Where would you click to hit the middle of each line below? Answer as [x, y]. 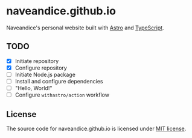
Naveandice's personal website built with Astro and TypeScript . [85, 28]
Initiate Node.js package [45, 74]
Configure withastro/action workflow [62, 95]
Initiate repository [37, 61]
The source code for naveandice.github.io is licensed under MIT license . [96, 128]
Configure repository [41, 68]
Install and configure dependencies [59, 81]
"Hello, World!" [34, 88]
